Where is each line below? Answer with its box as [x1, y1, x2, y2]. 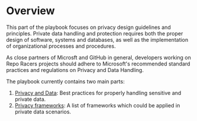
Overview [6, 4, 55, 18]
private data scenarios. [14, 108, 71, 115]
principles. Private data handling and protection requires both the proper [6, 30, 183, 37]
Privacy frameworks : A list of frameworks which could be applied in [14, 102, 180, 109]
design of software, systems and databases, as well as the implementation [6, 36, 189, 43]
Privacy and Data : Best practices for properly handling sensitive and [14, 89, 182, 96]
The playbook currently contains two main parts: [6, 78, 125, 85]
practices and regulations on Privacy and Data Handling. [6, 66, 144, 73]
